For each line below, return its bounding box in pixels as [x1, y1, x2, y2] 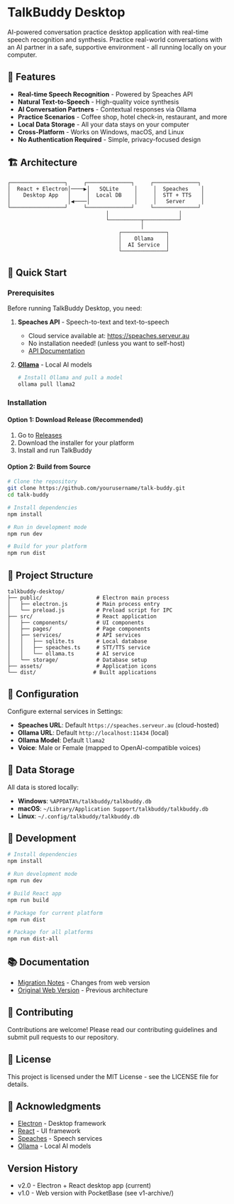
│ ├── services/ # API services [7, 631, 141, 639]
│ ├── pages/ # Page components [7, 626, 151, 633]
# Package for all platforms [7, 928, 94, 936]
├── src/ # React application [7, 613, 157, 620]
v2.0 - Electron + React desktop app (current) [17, 1181, 151, 1190]
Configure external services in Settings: [7, 707, 123, 715]
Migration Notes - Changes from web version [17, 978, 150, 987]
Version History [7, 1162, 78, 1174]
